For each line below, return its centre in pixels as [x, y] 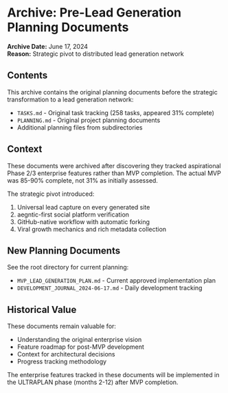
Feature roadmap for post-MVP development [80, 347]
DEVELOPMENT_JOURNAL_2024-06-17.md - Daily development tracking [110, 288]
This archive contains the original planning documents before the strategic [112, 92]
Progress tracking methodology [62, 362]
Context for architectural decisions [66, 354]
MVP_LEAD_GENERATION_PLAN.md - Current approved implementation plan [116, 281]
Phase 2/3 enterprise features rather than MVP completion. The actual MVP [114, 173]
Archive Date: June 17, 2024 [47, 46]
